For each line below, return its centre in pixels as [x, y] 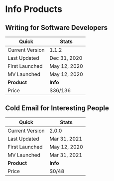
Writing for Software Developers [57, 28]
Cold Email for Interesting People [57, 108]
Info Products [34, 9]
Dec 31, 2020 [66, 58]
